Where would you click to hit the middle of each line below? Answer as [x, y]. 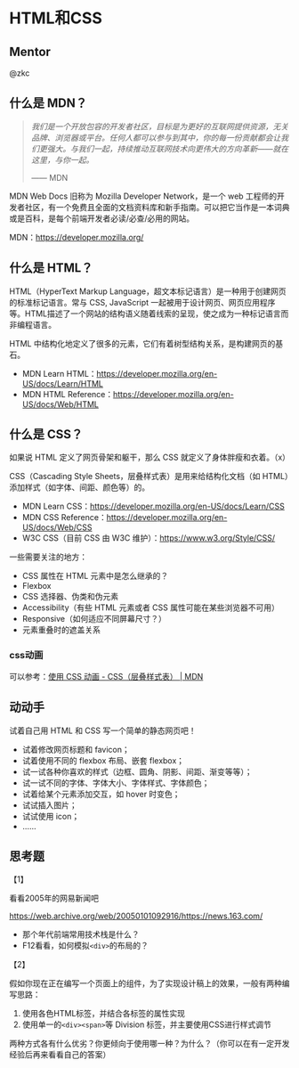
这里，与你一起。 [62, 159]
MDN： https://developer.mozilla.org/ [77, 237]
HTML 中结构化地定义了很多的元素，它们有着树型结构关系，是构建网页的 [142, 343]
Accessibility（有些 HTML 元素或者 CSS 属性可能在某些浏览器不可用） [151, 607]
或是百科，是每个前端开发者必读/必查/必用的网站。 [102, 218]
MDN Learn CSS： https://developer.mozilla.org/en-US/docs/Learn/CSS [153, 506]
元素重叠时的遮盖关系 [61, 630]
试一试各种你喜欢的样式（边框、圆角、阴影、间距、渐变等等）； [137, 771]
